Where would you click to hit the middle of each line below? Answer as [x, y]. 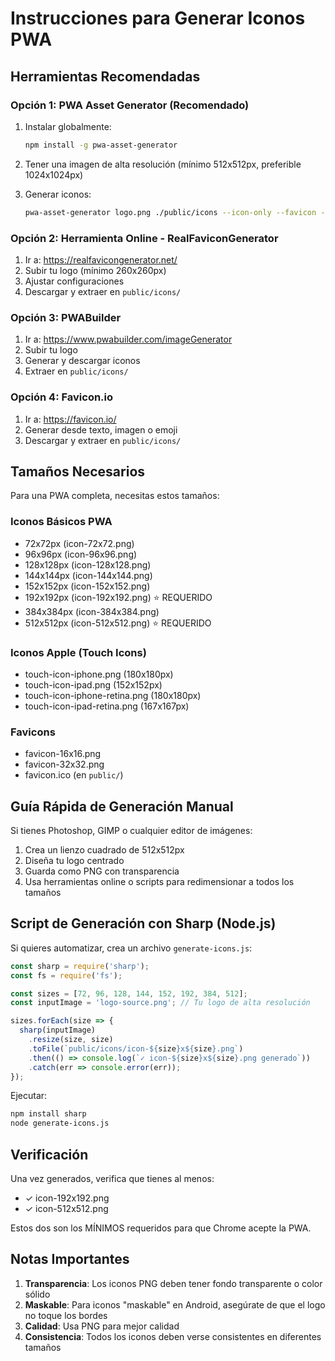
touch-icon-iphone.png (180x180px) [99, 674]
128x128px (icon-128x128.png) [88, 564]
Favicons [33, 732]
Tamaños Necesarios [78, 471]
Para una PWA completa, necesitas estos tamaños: [115, 496]
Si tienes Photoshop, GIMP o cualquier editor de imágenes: [131, 831]
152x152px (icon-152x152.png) [87, 586]
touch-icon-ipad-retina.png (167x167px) [107, 706]
